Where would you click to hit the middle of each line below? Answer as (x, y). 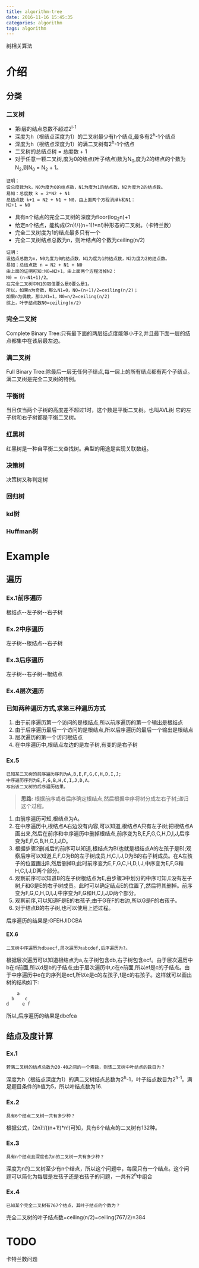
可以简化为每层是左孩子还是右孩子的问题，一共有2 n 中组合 (82, 1176)
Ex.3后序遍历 (25, 660)
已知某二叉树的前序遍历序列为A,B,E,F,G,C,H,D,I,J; (64, 774)
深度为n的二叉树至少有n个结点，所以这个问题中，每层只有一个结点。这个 (95, 1168)
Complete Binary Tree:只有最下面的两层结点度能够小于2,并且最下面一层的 (96, 333)
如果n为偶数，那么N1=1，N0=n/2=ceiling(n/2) (58, 297)
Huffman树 (22, 531)
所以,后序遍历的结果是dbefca (42, 1016)
